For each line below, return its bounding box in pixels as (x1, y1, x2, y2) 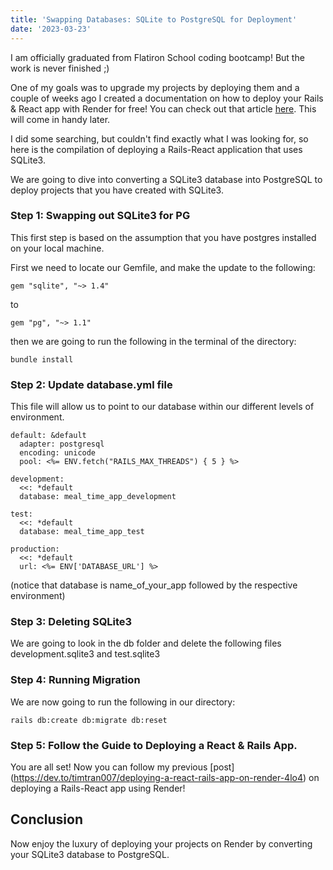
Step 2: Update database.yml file (10, 377, 173, 391)
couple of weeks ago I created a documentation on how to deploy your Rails (10, 92, 324, 104)
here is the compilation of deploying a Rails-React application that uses (10, 143, 303, 155)
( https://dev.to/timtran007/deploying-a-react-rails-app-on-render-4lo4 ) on (10, 771, 320, 783)
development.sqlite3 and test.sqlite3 (10, 648, 161, 660)
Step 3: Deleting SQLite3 (10, 615, 133, 629)
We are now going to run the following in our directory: (10, 696, 236, 708)
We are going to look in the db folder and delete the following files (10, 637, 282, 650)
